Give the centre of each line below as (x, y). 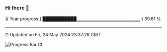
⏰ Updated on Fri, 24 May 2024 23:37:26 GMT (53, 35)
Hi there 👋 (17, 8)
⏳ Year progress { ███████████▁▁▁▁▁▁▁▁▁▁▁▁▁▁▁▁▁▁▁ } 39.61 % (83, 19)
